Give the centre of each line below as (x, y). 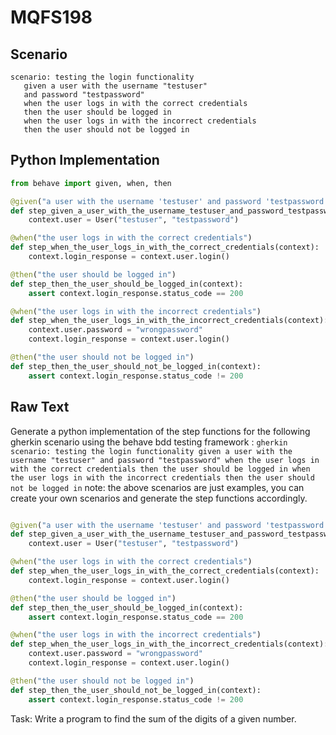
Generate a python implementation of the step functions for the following (160, 431)
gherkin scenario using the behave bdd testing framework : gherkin (149, 442)
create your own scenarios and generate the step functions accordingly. (159, 498)
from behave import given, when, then (91, 183)
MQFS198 (51, 17)
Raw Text (40, 407)
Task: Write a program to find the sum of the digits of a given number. (153, 718)
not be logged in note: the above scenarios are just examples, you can (157, 487)
